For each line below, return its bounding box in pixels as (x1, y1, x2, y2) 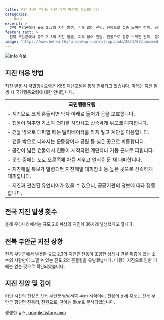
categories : (5, 12, 29, 17)
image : (5, 39, 19, 44)
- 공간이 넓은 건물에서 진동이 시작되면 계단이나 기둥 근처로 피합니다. (7, 147, 155, 154)
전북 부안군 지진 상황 (5, 237, 63, 246)
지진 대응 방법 (5, 69, 44, 77)
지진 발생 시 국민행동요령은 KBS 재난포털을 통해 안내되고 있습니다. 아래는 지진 (5, 83, 153, 89)
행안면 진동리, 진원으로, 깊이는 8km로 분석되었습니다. (14, 299, 116, 305)
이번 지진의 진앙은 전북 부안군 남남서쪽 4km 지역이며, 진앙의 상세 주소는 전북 (5, 293, 150, 299)
